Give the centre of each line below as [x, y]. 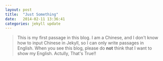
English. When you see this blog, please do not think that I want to [84, 48]
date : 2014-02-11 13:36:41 [35, 19]
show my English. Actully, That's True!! [57, 54]
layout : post [19, 10]
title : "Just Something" [32, 14]
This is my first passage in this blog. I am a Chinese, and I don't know [88, 38]
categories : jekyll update [33, 24]
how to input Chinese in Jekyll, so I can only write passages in [81, 43]
